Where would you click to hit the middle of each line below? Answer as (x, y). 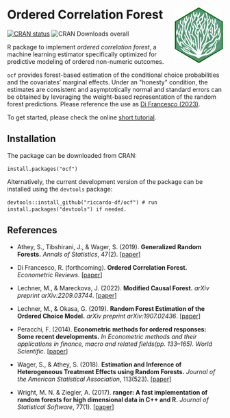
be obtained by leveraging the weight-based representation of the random (112, 97)
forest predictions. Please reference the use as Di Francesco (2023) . (104, 104)
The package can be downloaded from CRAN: (72, 155)
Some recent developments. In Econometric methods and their (107, 336)
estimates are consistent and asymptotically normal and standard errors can (115, 89)
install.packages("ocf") (42, 169)
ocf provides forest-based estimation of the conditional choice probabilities (113, 75)
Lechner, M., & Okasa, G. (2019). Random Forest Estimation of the (111, 308)
